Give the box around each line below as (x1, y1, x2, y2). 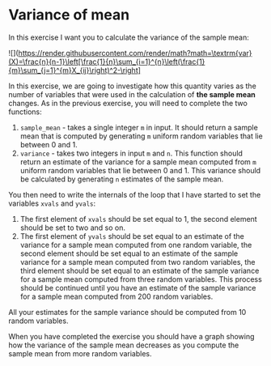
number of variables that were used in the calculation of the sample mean (8, 89, 256, 99)
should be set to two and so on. (19, 223, 125, 232)
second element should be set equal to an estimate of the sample (19, 249, 239, 258)
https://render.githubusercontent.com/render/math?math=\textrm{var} (18, 48, 252, 57)
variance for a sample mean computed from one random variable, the (19, 240, 252, 249)
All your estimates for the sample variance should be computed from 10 (8, 307, 247, 317)
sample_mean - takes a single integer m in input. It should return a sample (19, 122, 259, 132)
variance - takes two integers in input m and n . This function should (19, 148, 243, 158)
